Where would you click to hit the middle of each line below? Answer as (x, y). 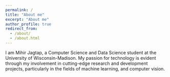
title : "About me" (25, 15)
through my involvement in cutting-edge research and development (77, 63)
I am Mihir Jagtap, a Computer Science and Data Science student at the (81, 52)
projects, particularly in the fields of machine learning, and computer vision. (85, 68)
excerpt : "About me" (27, 19)
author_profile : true (28, 24)
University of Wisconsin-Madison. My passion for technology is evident (81, 58)
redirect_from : (22, 29)
